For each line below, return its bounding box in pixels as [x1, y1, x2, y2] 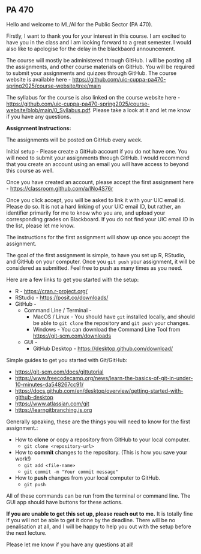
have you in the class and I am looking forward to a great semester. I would [6, 38, 191, 46]
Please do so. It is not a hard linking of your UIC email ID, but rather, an [6, 203, 181, 210]
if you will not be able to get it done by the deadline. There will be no [6, 516, 176, 523]
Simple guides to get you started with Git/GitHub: [6, 356, 128, 363]
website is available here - [6, 76, 71, 83]
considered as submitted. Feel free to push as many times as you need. [6, 264, 183, 272]
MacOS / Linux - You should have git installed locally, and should [32, 313, 195, 320]
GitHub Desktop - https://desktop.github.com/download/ [32, 345, 173, 352]
